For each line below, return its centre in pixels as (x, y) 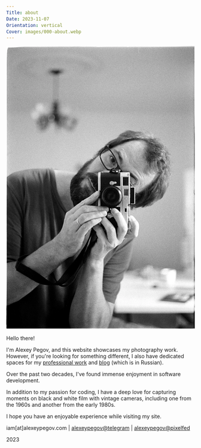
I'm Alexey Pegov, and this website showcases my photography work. (92, 349)
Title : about (22, 13)
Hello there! (20, 338)
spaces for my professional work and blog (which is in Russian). (85, 362)
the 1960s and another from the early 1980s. (61, 404)
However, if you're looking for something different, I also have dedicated (95, 356)
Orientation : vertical (34, 25)
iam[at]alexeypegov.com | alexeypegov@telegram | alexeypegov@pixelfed (98, 428)
